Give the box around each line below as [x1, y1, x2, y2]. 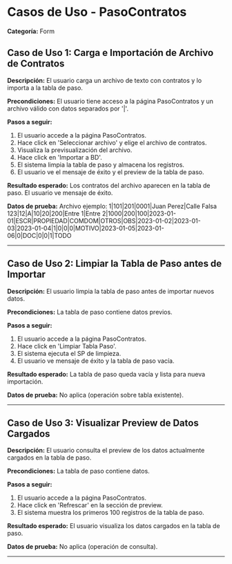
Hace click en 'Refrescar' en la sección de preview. [17, 501, 164, 509]
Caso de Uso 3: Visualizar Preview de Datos [7, 417, 199, 429]
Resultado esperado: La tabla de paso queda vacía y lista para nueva [7, 370, 206, 378]
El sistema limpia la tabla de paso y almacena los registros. [17, 160, 185, 169]
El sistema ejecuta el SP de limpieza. [17, 349, 122, 357]
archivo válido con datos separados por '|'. [7, 104, 129, 113]
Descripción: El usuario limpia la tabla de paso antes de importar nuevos [7, 287, 215, 295]
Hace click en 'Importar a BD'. [17, 153, 102, 161]
